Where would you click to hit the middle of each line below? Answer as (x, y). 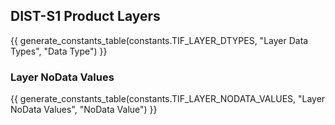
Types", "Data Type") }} (59, 51)
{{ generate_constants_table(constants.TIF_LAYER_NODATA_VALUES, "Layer (168, 99)
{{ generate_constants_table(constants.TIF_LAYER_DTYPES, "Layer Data (159, 40)
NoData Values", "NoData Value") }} (84, 110)
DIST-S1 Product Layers (85, 16)
